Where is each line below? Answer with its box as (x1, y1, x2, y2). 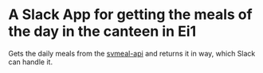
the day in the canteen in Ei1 (8, 22, 197, 40)
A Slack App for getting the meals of (8, 6, 253, 24)
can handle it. (8, 57, 53, 67)
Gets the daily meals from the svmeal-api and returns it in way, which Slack (8, 48, 256, 58)
